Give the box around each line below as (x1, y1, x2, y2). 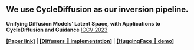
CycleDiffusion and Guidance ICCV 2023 (6, 26, 108, 33)
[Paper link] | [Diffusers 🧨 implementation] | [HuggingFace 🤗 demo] (6, 37, 175, 44)
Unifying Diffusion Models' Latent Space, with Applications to (6, 20, 161, 27)
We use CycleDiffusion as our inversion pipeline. (6, 5, 189, 15)
